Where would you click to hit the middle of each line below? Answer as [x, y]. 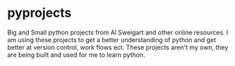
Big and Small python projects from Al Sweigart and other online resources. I [118, 32]
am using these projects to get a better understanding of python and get [112, 39]
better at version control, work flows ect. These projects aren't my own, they [118, 47]
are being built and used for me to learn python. [76, 55]
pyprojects [40, 13]
